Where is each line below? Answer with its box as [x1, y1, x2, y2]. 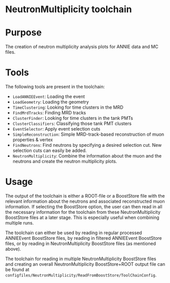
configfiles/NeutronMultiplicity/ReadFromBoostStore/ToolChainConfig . [5, 272, 157, 278]
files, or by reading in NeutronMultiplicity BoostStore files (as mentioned [5, 240, 156, 246]
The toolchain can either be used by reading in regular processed [5, 230, 142, 236]
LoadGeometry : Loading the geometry [12, 99, 89, 105]
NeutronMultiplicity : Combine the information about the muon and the [12, 153, 162, 159]
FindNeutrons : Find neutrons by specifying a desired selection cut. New [12, 142, 162, 148]
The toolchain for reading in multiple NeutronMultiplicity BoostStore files [5, 256, 156, 262]
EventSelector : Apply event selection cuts [12, 126, 100, 132]
